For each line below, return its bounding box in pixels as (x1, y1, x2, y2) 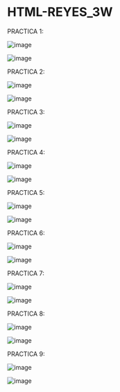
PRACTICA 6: (7, 228, 45, 237)
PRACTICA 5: (7, 188, 45, 196)
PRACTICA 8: (7, 309, 45, 318)
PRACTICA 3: (7, 108, 45, 116)
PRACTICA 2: (7, 67, 45, 76)
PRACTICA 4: (7, 148, 45, 156)
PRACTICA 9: (7, 350, 45, 358)
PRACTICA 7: (7, 269, 45, 278)
